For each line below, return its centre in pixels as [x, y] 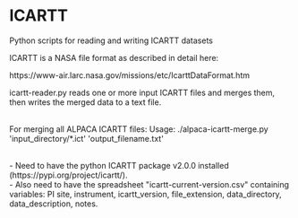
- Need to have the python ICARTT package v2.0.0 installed [119, 165]
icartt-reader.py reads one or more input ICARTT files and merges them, [142, 92]
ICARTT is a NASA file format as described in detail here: [114, 57]
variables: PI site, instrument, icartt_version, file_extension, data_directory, [145, 194]
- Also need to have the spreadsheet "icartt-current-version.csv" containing [149, 184]
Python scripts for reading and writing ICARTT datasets [111, 40]
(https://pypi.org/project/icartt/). [68, 175]
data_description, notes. [54, 204]
